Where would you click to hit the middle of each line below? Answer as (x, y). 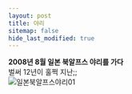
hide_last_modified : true (51, 38)
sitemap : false (34, 31)
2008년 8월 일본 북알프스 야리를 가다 (66, 62)
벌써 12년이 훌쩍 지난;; (43, 72)
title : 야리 (27, 23)
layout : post (30, 16)
